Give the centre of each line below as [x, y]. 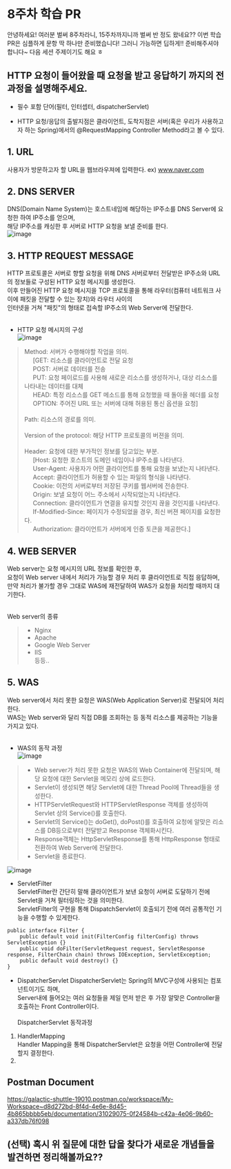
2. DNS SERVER [41, 191]
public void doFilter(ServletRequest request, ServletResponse [112, 949]
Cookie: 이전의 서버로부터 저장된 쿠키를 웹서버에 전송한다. [111, 486]
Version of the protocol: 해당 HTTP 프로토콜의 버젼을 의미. [104, 435]
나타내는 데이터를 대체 [54, 386]
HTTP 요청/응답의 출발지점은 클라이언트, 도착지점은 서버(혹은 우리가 [108, 121]
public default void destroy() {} [69, 961]
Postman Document [51, 1082]
